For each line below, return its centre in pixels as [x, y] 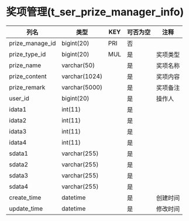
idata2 [18, 120]
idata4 [18, 142]
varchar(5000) [82, 87]
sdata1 [18, 153]
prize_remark [27, 87]
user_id [19, 98]
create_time [25, 197]
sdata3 [18, 175]
